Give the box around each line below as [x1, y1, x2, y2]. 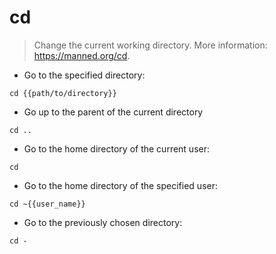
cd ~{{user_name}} [9, 199, 86, 209]
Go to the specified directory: [23, 69, 146, 81]
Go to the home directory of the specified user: [23, 179, 218, 191]
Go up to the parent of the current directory [23, 106, 204, 118]
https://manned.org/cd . [33, 49, 131, 61]
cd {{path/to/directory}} [9, 88, 117, 98]
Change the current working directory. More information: [33, 39, 268, 51]
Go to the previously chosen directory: [23, 216, 183, 228]
